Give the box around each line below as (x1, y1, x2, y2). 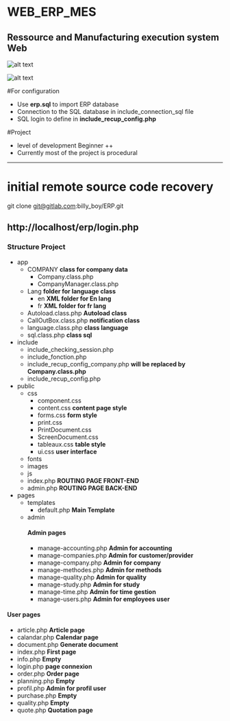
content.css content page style (37, 403, 127, 412)
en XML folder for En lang (37, 294, 112, 303)
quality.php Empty (16, 699, 70, 707)
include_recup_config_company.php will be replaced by (27, 359, 186, 368)
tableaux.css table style (37, 440, 106, 448)
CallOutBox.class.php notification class (27, 316, 140, 324)
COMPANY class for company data (27, 265, 128, 273)
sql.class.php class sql (27, 331, 92, 339)
